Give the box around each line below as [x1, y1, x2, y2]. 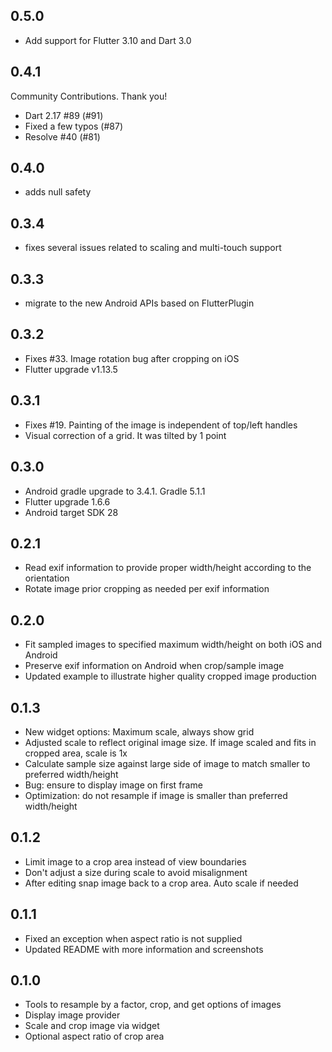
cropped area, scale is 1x [24, 747, 128, 759]
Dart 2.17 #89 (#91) [24, 109, 104, 121]
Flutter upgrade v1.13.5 [24, 363, 118, 375]
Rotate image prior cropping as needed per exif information [24, 583, 270, 595]
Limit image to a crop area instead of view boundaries [24, 855, 247, 868]
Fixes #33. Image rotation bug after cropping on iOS [24, 352, 240, 364]
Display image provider [24, 1009, 121, 1021]
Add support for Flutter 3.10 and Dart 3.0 [24, 34, 192, 46]
